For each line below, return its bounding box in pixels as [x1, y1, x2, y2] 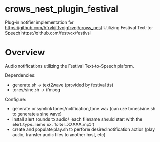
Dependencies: [5, 72, 36, 78]
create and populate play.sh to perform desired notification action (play [12, 126, 155, 132]
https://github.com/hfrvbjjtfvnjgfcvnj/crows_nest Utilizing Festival [5, 24, 136, 30]
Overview [5, 47, 45, 58]
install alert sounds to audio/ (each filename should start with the [12, 116, 142, 122]
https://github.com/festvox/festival [21, 30, 91, 35]
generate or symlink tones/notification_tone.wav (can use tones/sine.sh [12, 106, 156, 111]
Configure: [5, 96, 27, 102]
